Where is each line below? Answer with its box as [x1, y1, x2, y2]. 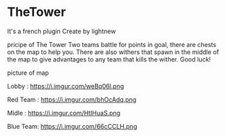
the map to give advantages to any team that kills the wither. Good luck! [7, 55, 211, 63]
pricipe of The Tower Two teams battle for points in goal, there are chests [7, 40, 216, 48]
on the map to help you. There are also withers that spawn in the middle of [7, 48, 219, 56]
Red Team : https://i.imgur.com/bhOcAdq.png [7, 95, 137, 104]
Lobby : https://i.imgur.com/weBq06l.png [7, 82, 124, 90]
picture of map [7, 68, 50, 77]
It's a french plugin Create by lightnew [7, 27, 116, 35]
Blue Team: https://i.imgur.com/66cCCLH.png [7, 122, 138, 130]
